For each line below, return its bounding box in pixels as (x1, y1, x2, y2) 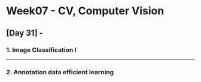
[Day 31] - (6, 28, 43, 38)
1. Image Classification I (6, 46, 77, 54)
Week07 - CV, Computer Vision (6, 4, 165, 18)
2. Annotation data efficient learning (6, 68, 114, 76)
